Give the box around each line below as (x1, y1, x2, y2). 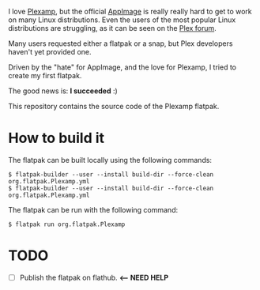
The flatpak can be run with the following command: (8, 205, 179, 214)
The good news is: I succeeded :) (8, 86, 119, 96)
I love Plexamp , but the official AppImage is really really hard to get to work (8, 7, 252, 16)
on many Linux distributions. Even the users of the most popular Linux (8, 15, 236, 24)
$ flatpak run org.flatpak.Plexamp (8, 220, 126, 228)
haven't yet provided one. (8, 47, 92, 56)
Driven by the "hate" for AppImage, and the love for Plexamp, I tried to (8, 62, 237, 72)
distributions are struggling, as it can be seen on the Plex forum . (8, 24, 217, 32)
